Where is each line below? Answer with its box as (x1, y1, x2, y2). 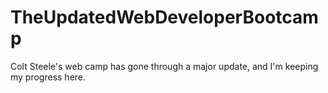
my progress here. (10, 71, 87, 83)
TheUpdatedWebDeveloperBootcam (10, 6, 319, 29)
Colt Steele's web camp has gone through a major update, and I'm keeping (10, 60, 319, 72)
